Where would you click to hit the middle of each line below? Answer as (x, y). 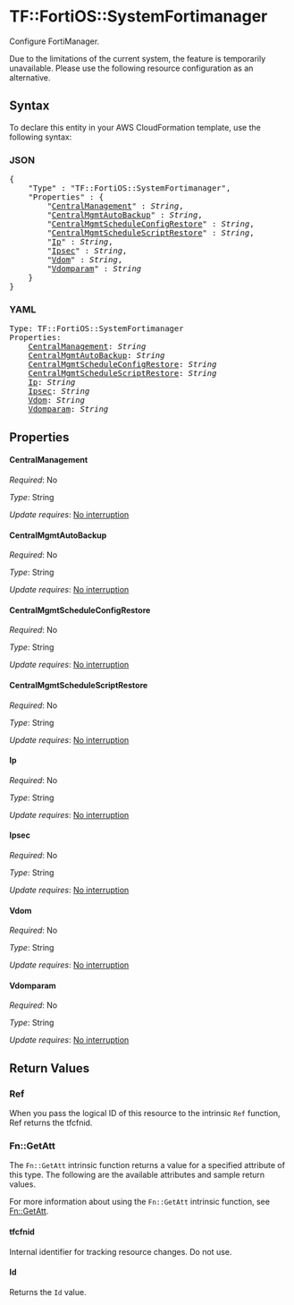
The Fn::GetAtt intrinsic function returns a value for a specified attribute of (147, 1165)
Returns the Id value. (48, 1292)
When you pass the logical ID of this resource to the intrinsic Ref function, (145, 1113)
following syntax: (41, 137)
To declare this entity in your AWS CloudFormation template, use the (135, 127)
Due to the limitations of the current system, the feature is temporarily (138, 58)
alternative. (30, 77)
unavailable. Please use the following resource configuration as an (131, 68)
